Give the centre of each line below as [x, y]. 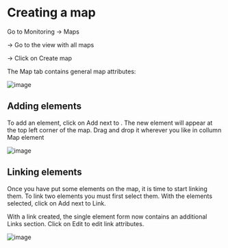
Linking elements [45, 172]
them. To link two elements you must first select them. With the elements [110, 196]
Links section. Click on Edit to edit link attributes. [76, 223]
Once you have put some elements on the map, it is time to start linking [107, 188]
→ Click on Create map [40, 58]
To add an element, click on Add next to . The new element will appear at [110, 123]
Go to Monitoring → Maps [43, 32]
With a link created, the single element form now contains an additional [107, 216]
